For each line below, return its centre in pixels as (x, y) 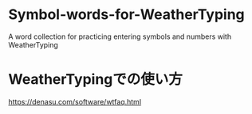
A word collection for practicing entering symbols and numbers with (120, 36)
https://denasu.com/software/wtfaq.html (75, 101)
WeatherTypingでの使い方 (96, 80)
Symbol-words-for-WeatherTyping (126, 15)
